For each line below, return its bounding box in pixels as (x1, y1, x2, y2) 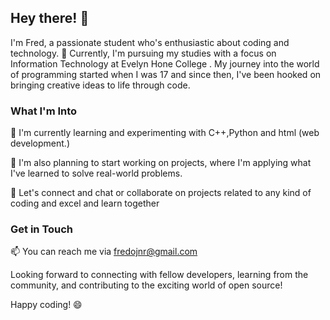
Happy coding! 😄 (10, 299, 83, 311)
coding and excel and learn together (10, 197, 160, 210)
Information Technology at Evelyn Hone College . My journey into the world (10, 57, 320, 70)
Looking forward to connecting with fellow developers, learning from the (10, 269, 309, 281)
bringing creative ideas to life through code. (10, 79, 191, 91)
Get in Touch (10, 222, 74, 236)
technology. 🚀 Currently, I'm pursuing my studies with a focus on (10, 47, 277, 59)
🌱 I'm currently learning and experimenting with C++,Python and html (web (10, 127, 320, 139)
